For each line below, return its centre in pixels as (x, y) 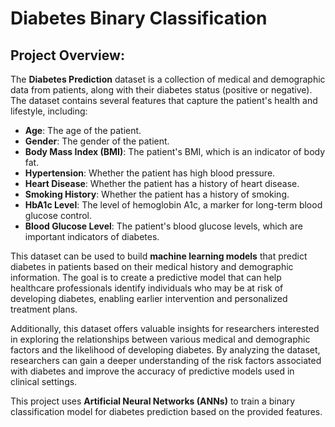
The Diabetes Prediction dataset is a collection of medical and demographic (168, 79)
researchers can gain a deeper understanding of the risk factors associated (166, 360)
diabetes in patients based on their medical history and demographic (152, 266)
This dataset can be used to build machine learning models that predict (159, 256)
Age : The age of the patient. (83, 130)
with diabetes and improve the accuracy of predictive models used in (152, 371)
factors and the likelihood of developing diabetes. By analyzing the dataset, (165, 350)
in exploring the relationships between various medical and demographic (160, 339)
